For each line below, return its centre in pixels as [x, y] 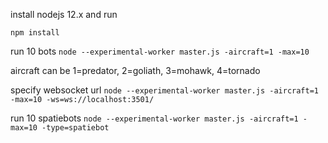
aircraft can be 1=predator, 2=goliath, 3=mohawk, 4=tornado [135, 70]
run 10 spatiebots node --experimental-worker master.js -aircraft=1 [154, 118]
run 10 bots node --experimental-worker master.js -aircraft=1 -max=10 [160, 51]
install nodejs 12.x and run [64, 14]
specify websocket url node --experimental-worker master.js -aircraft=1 [164, 90]
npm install [35, 33]
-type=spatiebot [75, 128]
